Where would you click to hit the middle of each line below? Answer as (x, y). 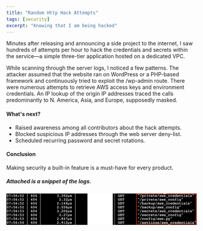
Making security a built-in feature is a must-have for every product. (90, 168)
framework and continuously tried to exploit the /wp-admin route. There (96, 81)
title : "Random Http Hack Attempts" (52, 13)
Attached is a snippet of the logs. (49, 181)
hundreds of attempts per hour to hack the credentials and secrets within (97, 50)
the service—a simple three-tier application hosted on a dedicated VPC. (96, 56)
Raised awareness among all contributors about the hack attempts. (98, 128)
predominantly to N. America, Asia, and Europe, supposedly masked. (92, 100)
